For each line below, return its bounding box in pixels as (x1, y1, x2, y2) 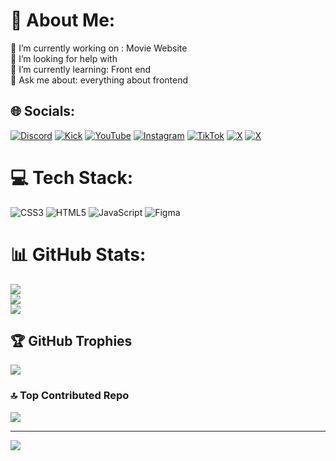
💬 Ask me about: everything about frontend (10, 74, 189, 86)
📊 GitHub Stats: (10, 243, 147, 266)
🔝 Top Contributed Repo (10, 389, 130, 403)
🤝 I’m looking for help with (10, 52, 118, 64)
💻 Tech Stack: (10, 166, 134, 189)
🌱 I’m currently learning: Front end (10, 63, 152, 75)
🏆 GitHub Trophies (10, 333, 133, 350)
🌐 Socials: (10, 103, 76, 120)
